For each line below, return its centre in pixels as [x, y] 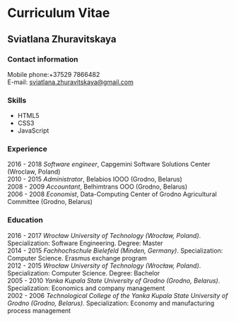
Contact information [43, 59]
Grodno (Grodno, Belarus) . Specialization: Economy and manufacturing [111, 303]
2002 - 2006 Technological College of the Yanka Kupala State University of [118, 295]
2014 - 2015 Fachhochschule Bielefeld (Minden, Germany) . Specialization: [115, 250]
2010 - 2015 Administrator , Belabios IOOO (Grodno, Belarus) [95, 179]
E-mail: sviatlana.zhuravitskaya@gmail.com [71, 82]
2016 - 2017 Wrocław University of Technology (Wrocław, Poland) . [104, 235]
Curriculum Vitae [59, 13]
